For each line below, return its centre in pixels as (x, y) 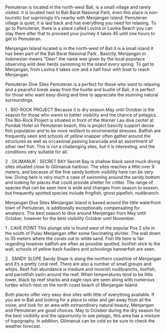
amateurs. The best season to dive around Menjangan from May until (76, 213)
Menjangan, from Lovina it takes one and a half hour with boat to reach (78, 69)
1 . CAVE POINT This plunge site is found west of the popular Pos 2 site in (80, 228)
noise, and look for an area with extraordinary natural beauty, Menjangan (80, 305)
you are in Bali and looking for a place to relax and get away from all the (78, 300)
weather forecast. (23, 326)
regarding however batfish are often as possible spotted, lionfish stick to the (83, 244)
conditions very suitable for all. (37, 152)
